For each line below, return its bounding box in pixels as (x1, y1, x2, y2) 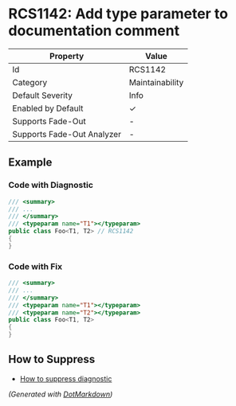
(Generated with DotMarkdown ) (8, 389, 113, 399)
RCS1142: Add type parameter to (8, 5, 229, 23)
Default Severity (12, 89, 73, 100)
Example (8, 156, 53, 170)
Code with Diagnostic (8, 180, 94, 191)
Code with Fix (8, 260, 63, 271)
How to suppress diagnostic (19, 373, 112, 383)
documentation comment (8, 21, 180, 40)
